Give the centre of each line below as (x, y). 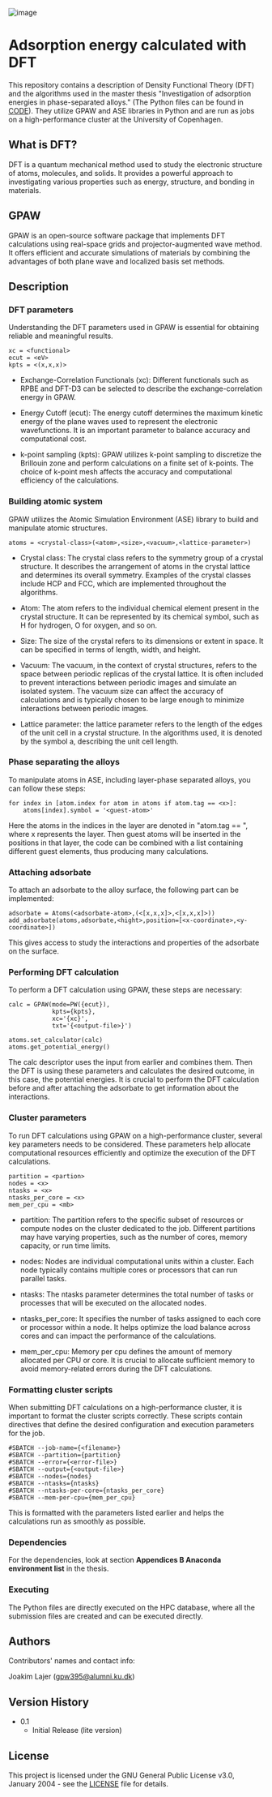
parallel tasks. (43, 1278)
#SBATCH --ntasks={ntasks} (54, 1484)
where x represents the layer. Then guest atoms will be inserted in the (125, 834)
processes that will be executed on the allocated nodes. (113, 1302)
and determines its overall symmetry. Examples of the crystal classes (136, 575)
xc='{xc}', (70, 1019)
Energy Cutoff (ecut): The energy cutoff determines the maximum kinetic (142, 413)
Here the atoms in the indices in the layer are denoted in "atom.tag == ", (128, 825)
